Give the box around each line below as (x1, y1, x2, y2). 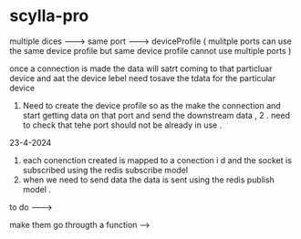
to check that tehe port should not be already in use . (22, 119, 223, 130)
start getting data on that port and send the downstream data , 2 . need (22, 109, 290, 120)
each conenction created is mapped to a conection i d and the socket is (22, 154, 292, 165)
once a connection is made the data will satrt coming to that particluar (9, 63, 273, 74)
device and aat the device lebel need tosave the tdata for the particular (9, 72, 276, 83)
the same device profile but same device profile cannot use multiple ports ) (9, 45, 292, 56)
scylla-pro (9, 5, 89, 26)
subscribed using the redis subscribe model (22, 164, 189, 175)
